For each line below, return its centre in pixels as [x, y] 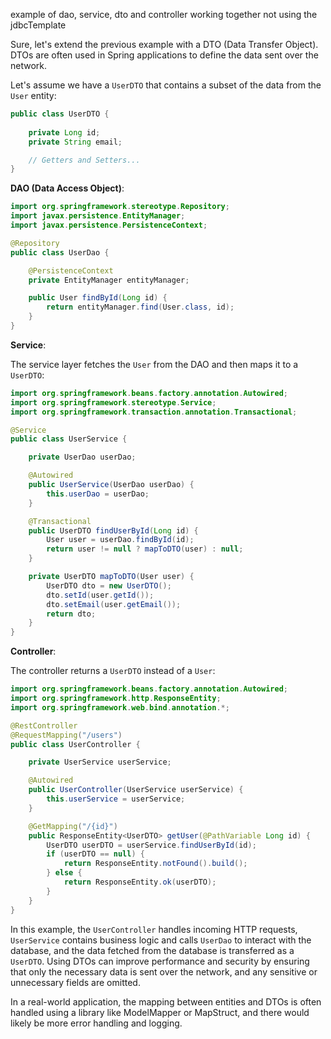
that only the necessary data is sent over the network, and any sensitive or [164, 971]
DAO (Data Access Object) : [67, 188]
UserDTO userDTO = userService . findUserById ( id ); [151, 845]
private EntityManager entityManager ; [109, 280]
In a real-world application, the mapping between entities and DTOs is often [166, 1001]
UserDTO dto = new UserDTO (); [109, 585]
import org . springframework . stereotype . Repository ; [120, 207]
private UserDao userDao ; [82, 457]
